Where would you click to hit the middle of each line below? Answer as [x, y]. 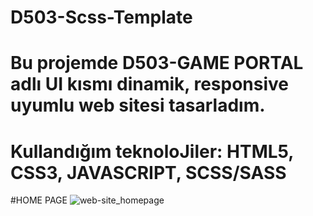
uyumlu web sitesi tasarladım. [138, 105]
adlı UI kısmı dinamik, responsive [149, 84]
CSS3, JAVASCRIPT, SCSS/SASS [148, 172]
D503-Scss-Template [101, 17]
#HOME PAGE [39, 200]
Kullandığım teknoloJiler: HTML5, [152, 151]
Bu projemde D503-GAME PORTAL [157, 63]
